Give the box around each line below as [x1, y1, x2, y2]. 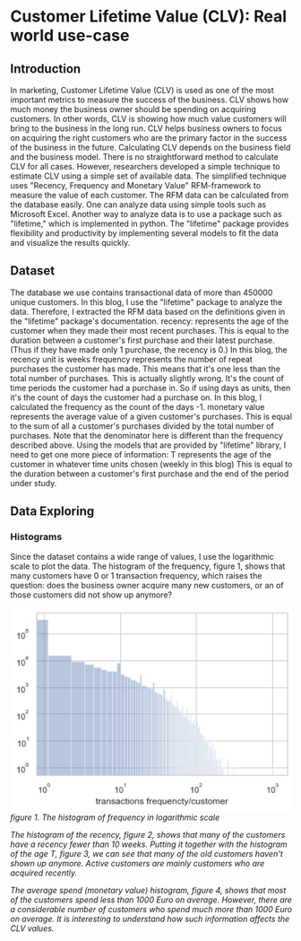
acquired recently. [10, 867, 78, 878]
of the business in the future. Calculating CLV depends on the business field [10, 142, 291, 152]
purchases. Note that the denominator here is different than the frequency [10, 430, 283, 440]
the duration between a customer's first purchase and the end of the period [10, 468, 289, 479]
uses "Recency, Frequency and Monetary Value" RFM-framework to [10, 180, 262, 190]
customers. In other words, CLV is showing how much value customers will [10, 114, 287, 124]
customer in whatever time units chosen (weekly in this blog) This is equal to [10, 458, 293, 469]
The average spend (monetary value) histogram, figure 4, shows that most [10, 885, 287, 896]
